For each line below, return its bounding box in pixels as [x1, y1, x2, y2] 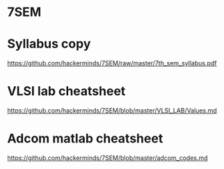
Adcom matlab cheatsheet [7, 131, 163, 147]
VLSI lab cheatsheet [7, 83, 126, 99]
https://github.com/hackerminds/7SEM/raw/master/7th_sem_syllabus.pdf [7, 59, 217, 67]
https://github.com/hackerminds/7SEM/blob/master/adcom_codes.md [7, 154, 208, 162]
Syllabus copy [7, 36, 91, 52]
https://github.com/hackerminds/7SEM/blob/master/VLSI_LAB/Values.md [7, 106, 217, 115]
